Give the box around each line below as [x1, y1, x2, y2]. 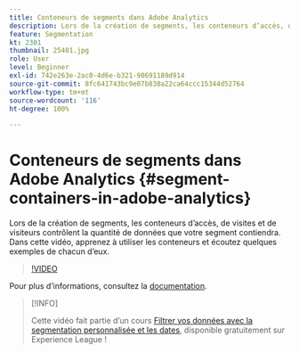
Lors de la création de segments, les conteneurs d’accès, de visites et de [9, 218, 278, 228]
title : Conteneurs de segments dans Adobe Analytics [9, 12, 209, 22]
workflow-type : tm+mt [9, 87, 90, 96]
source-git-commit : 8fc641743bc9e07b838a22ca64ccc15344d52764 [9, 79, 245, 88]
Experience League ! [30, 334, 107, 345]
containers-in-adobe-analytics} [9, 188, 252, 209]
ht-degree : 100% [9, 104, 69, 113]
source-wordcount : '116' [9, 95, 101, 105]
